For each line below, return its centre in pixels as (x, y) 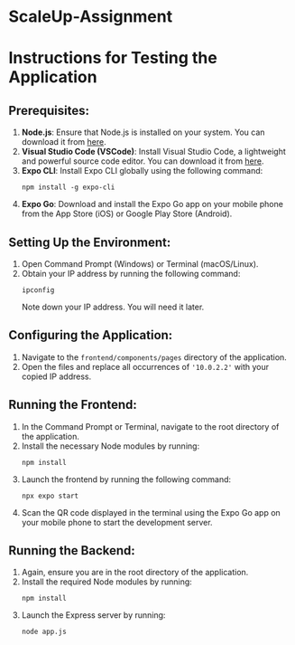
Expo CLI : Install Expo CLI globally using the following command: (142, 171)
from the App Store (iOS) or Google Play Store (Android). (127, 213)
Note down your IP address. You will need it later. (113, 307)
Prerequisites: (49, 110)
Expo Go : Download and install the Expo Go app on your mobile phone (152, 204)
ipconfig (38, 290)
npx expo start (50, 496)
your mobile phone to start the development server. (117, 522)
